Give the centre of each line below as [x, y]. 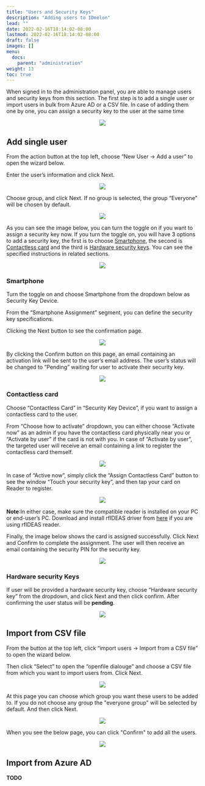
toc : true [19, 74]
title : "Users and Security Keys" [50, 12]
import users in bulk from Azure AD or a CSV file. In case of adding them [98, 105]
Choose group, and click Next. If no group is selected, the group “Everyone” [102, 198]
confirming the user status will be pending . [60, 602]
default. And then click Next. [42, 709]
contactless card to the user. [42, 414]
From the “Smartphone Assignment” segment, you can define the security [99, 312]
